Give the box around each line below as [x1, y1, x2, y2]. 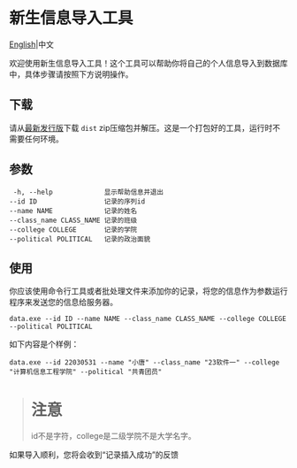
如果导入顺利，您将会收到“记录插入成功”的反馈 [9, 449, 179, 460]
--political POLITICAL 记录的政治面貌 [9, 234, 151, 243]
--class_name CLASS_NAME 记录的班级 [9, 216, 138, 225]
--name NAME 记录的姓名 [9, 206, 138, 215]
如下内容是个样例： [9, 339, 80, 349]
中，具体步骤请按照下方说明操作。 [9, 68, 133, 80]
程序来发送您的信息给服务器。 [9, 297, 118, 308]
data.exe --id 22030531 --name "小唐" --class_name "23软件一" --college [9, 358, 280, 367]
